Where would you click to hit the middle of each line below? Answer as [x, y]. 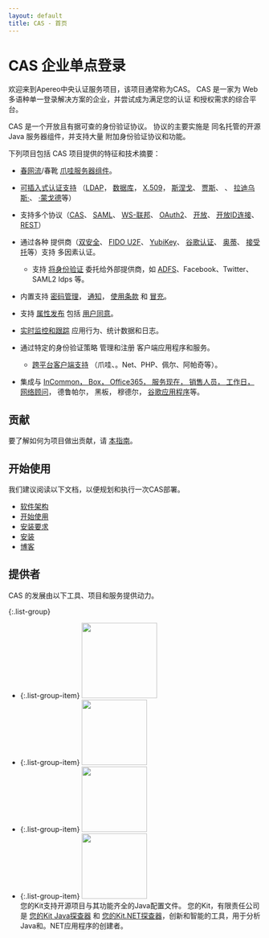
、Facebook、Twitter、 [214, 269]
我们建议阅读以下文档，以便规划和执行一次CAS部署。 [96, 490]
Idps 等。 [73, 279]
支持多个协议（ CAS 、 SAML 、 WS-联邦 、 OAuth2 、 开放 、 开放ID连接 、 [139, 215]
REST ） [33, 225]
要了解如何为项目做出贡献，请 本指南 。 [73, 441]
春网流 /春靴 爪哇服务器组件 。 [68, 171]
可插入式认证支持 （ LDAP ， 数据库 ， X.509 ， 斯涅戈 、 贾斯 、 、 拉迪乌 [137, 188]
